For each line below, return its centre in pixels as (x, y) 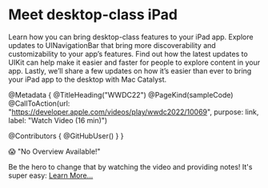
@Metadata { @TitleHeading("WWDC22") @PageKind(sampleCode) (121, 94)
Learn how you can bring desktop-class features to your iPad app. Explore (131, 37)
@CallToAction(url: (39, 103)
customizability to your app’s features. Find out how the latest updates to (128, 54)
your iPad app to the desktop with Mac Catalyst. (88, 79)
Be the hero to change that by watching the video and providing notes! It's (130, 166)
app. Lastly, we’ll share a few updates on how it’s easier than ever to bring (130, 70)
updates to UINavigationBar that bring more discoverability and (112, 45)
